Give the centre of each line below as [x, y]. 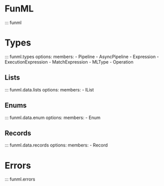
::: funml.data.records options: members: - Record [56, 145]
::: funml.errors [20, 179]
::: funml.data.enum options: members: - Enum [52, 117]
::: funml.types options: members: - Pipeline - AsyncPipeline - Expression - [82, 56]
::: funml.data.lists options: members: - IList [49, 89]
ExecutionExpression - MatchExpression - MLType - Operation [69, 62]
